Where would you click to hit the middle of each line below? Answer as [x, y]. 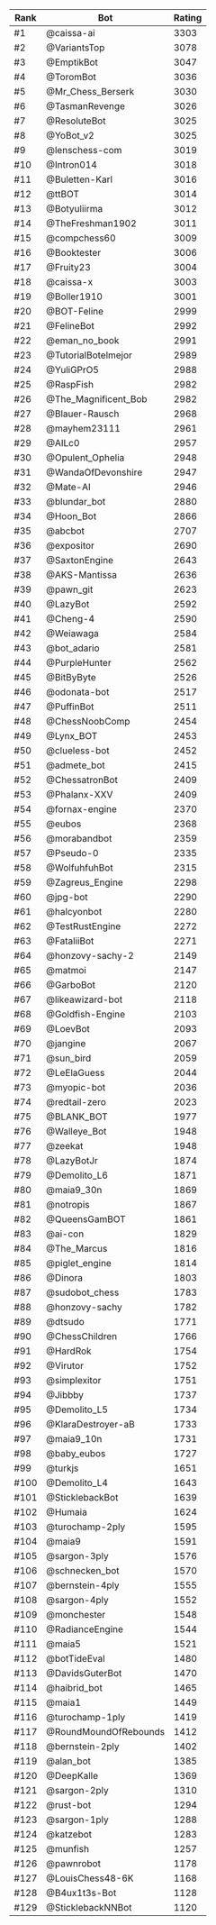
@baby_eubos [76, 1453]
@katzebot [69, 1834]
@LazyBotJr [72, 1160]
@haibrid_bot [75, 1688]
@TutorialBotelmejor [90, 355]
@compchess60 [81, 238]
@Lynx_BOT [72, 736]
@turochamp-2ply [86, 1527]
